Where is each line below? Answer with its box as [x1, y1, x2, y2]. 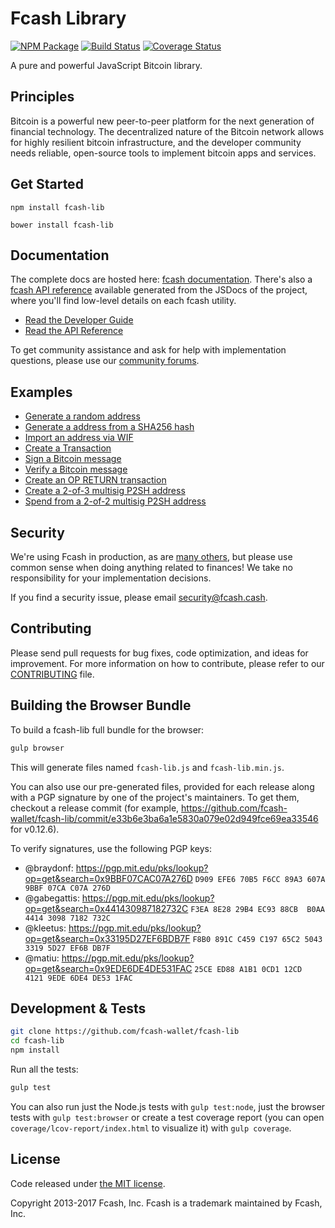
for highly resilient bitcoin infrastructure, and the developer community [10, 136, 302, 148]
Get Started [10, 176, 84, 193]
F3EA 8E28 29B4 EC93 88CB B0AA [190, 904, 325, 914]
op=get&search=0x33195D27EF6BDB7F [24, 932, 191, 944]
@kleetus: [24, 922, 67, 934]
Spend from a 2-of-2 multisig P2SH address [24, 495, 207, 507]
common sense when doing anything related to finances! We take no [10, 562, 293, 573]
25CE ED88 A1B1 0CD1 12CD [194, 964, 303, 974]
